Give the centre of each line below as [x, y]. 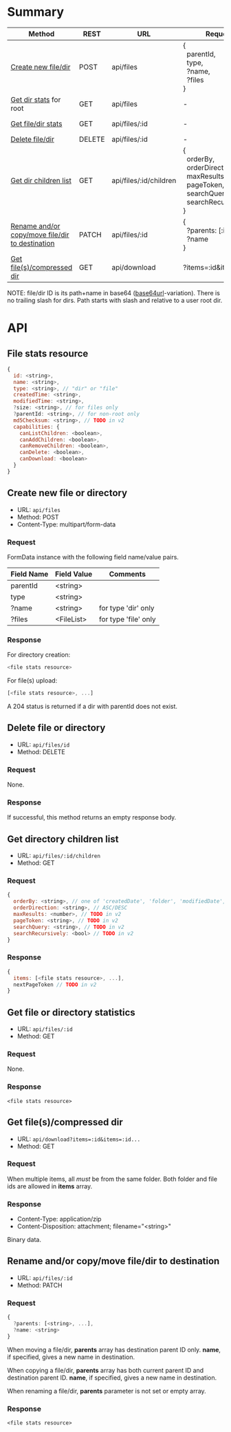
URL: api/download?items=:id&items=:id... [79, 1139]
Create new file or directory [67, 493]
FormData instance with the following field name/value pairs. [93, 557]
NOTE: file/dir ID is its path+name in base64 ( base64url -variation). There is [113, 292]
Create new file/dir [41, 67]
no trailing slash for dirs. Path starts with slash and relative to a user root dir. [115, 300]
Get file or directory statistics [71, 1012]
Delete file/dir [33, 139]
